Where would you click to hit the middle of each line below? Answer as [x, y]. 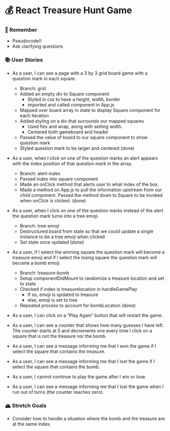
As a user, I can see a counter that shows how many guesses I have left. [88, 325]
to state [28, 283]
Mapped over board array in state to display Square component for [90, 110]
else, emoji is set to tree [52, 300]
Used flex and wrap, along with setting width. [75, 126]
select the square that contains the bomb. [56, 367]
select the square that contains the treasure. [59, 351]
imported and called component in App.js [71, 105]
